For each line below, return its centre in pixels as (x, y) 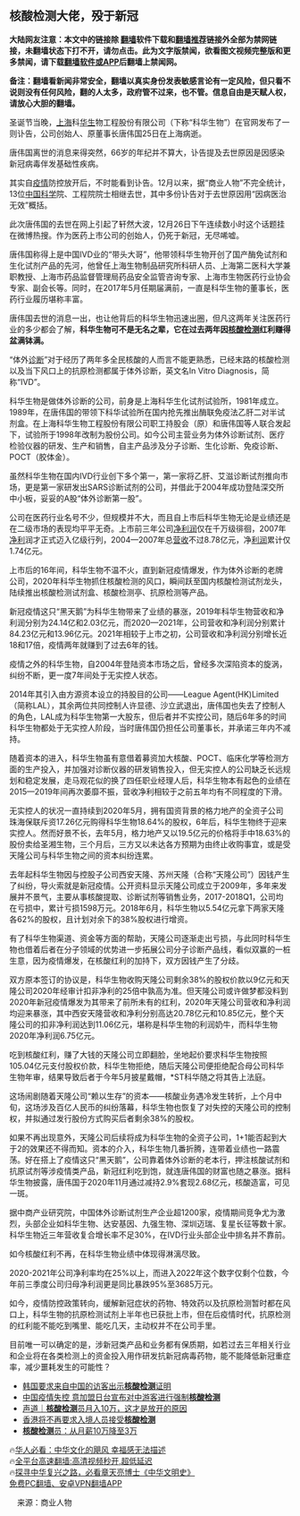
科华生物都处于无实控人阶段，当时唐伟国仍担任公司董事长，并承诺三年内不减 (150, 727)
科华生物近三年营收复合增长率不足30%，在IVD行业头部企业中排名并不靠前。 (150, 1235)
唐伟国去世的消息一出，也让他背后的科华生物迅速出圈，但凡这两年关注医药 (146, 318)
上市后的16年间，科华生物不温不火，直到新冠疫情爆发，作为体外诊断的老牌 (146, 570)
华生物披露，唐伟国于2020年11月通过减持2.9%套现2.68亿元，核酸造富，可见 (150, 1182)
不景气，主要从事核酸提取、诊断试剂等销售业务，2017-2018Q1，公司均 (154, 896)
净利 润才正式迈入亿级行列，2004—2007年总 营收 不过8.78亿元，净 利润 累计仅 (150, 539)
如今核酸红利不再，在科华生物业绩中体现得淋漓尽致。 (107, 1254)
